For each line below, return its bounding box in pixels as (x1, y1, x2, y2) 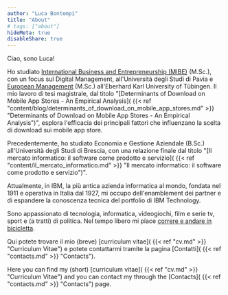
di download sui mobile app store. (7, 126, 103, 134)
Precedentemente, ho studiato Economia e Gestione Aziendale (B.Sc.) (7, 139, 205, 147)
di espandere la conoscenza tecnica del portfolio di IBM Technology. (7, 196, 201, 204)
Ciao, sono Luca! (7, 54, 55, 62)
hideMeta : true (7, 29, 51, 36)
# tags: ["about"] (7, 23, 60, 29)
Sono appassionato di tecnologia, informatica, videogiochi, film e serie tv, (7, 210, 215, 218)
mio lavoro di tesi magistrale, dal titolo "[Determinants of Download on (7, 90, 205, 98)
